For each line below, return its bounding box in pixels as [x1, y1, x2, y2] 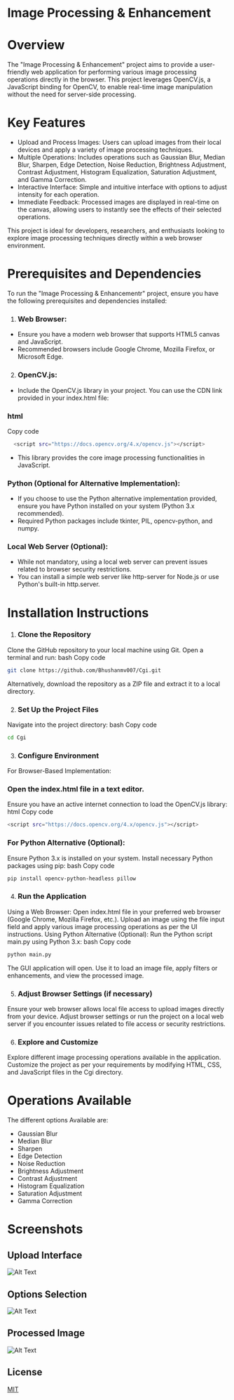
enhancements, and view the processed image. [7, 971, 144, 980]
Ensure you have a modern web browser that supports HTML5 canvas [17, 330, 220, 339]
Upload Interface [7, 1249, 83, 1261]
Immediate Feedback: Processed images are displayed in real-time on [17, 198, 219, 207]
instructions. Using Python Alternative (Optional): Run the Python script [7, 930, 213, 938]
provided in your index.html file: [17, 394, 109, 402]
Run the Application [17, 891, 87, 901]
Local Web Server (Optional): [7, 541, 109, 551]
